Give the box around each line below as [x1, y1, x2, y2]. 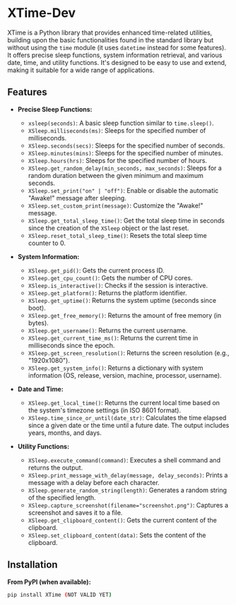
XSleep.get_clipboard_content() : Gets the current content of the [28, 515, 218, 524]
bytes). [28, 318, 49, 327]
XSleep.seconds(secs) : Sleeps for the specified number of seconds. [28, 141, 225, 150]
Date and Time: [17, 385, 64, 393]
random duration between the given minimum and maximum [28, 171, 203, 179]
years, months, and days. [28, 429, 102, 437]
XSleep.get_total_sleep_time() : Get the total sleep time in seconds [28, 216, 225, 224]
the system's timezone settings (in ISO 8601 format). [28, 406, 182, 414]
